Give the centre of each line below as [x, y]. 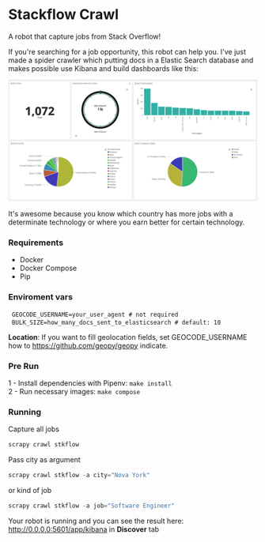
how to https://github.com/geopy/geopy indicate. [88, 345]
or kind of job [30, 490]
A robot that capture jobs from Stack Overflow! [85, 36]
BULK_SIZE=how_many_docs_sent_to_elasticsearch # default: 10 [116, 322]
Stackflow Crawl [64, 15]
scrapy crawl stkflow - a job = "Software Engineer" [92, 506]
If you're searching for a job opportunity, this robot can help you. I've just [127, 51]
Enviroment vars [41, 297]
